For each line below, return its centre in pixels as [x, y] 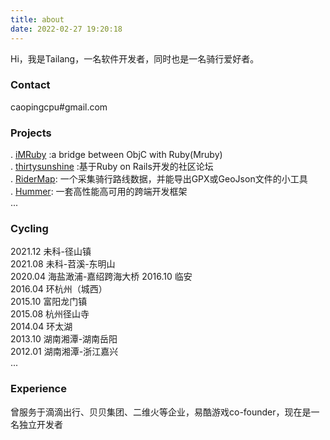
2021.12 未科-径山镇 [51, 252]
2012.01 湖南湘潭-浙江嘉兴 [64, 352]
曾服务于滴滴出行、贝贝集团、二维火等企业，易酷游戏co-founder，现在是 [161, 412]
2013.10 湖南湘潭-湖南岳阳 [64, 339]
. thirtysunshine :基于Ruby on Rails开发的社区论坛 [112, 167]
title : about [37, 19]
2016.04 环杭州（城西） [59, 289]
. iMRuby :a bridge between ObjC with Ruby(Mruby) [116, 155]
